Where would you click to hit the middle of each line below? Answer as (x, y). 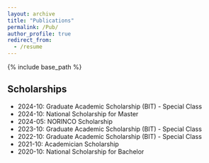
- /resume (28, 47)
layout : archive (31, 14)
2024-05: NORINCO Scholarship (65, 121)
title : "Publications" (41, 21)
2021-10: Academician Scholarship (68, 144)
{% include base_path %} (45, 67)
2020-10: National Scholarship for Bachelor (81, 151)
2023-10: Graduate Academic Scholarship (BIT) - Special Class (109, 129)
